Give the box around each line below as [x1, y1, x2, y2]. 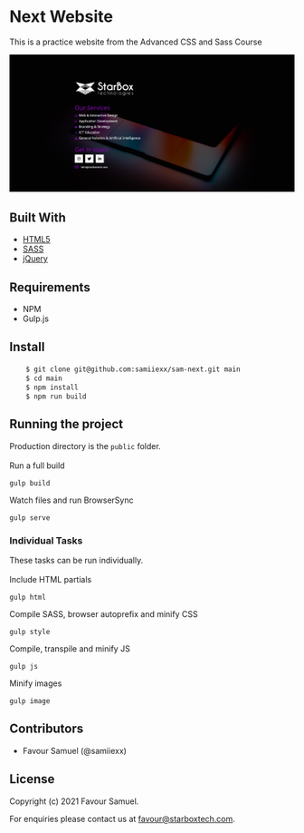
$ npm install [25, 383, 79, 392]
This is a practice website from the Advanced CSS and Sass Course [9, 36, 262, 47]
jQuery [22, 253, 48, 264]
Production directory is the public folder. [9, 440, 161, 451]
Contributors [9, 721, 84, 737]
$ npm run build [25, 392, 88, 401]
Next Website [9, 6, 113, 27]
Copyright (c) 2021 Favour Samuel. [9, 796, 139, 807]
